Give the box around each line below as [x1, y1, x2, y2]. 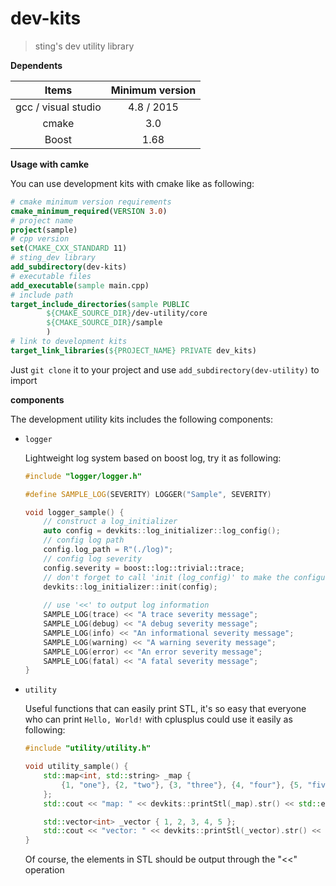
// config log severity [43, 553, 142, 564]
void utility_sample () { [24, 762, 129, 772]
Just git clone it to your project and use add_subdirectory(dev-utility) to [10, 363, 320, 376]
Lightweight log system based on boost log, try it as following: [24, 452, 282, 464]
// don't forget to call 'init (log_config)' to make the [43, 572, 290, 582]
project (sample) [10, 225, 78, 235]
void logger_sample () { [24, 507, 125, 517]
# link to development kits [10, 337, 128, 347]
